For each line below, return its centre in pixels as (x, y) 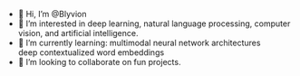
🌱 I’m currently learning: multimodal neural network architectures (139, 43)
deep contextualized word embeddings (91, 52)
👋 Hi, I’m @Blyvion (52, 14)
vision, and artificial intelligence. (78, 33)
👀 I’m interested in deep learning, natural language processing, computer (154, 24)
